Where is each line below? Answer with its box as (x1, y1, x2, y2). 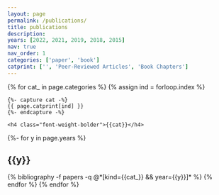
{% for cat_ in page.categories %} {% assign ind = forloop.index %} (7, 82, 206, 91)
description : (7, 30, 46, 38)
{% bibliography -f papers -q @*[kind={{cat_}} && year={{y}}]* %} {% (7, 173, 213, 182)
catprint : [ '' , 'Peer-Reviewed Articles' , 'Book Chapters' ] (7, 63, 189, 70)
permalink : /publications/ (7, 17, 87, 24)
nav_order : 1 (7, 50, 46, 57)
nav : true (7, 43, 37, 50)
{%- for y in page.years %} (7, 133, 86, 142)
